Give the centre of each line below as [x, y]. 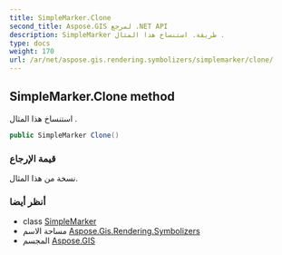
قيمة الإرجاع [33, 158]
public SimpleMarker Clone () [64, 135]
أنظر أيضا [28, 201]
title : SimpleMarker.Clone [60, 18]
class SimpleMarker [59, 221]
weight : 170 [32, 52]
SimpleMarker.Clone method [92, 97]
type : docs [30, 43]
